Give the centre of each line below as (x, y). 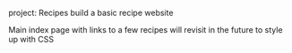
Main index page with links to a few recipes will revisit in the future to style (146, 30)
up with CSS (31, 39)
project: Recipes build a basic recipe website (91, 13)
